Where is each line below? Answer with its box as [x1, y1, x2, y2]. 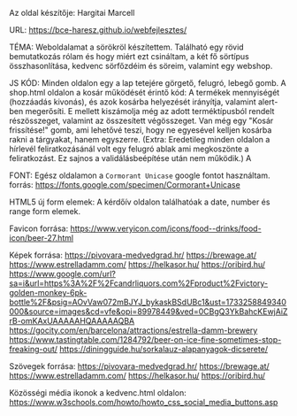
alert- [257, 96, 278, 107]
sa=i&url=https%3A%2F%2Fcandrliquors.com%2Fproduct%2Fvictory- [9, 278, 269, 289]
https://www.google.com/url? [9, 269, 117, 279]
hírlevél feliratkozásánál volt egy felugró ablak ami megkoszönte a [9, 143, 249, 154]
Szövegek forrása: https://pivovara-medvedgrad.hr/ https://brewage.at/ [9, 361, 270, 371]
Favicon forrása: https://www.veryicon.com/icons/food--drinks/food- [9, 223, 263, 234]
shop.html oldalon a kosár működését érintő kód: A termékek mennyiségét [9, 88, 280, 97]
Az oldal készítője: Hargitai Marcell [9, 8, 135, 18]
